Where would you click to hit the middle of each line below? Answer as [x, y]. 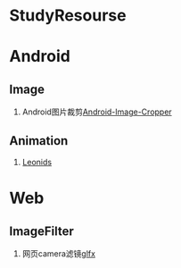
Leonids [37, 162]
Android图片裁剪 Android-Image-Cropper [97, 112]
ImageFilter [41, 231]
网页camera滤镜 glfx [59, 254]
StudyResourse [68, 16]
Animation [39, 141]
